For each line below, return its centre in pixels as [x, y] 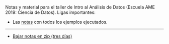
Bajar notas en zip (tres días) [42, 36]
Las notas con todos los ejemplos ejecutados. [60, 22]
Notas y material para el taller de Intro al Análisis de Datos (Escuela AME [80, 7]
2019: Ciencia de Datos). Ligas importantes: [50, 12]
